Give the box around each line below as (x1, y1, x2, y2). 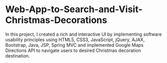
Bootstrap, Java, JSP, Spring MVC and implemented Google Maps (5, 42, 144, 48)
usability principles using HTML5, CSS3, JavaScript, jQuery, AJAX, (5, 37, 145, 43)
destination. (5, 52, 30, 59)
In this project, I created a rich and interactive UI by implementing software (5, 31, 162, 37)
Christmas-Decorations (5, 14, 107, 26)
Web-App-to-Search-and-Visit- (5, 4, 143, 15)
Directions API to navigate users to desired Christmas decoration (5, 47, 141, 53)
